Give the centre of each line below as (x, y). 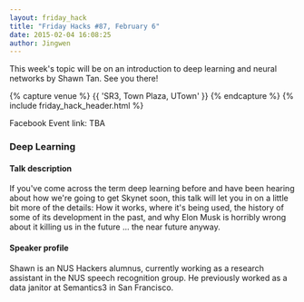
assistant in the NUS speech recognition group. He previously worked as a (148, 278)
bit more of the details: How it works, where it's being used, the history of (147, 208)
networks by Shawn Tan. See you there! (84, 79)
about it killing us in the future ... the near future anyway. (115, 227)
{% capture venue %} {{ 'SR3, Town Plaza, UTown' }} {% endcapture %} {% (152, 96)
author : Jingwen (40, 43)
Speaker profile (39, 248)
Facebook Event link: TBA (58, 123)
